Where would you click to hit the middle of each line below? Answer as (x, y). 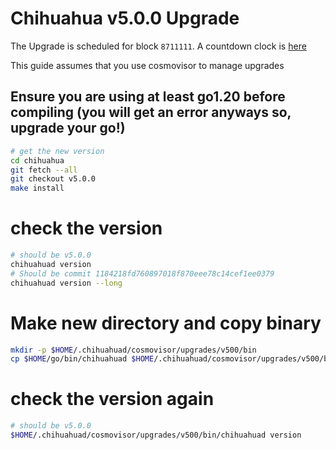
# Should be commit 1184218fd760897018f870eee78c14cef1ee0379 (142, 273)
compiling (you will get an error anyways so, (151, 112)
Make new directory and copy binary (166, 323)
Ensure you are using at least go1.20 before (148, 97)
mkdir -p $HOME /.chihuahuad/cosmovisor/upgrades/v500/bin (133, 350)
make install (37, 188)
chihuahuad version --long (66, 283)
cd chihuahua (37, 160)
